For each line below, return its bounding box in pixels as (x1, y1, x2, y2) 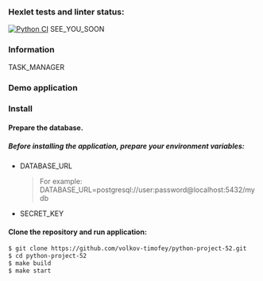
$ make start (8, 267, 52, 275)
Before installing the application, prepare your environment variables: (8, 141, 245, 151)
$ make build (8, 259, 52, 268)
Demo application (8, 82, 78, 93)
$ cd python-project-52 (8, 252, 87, 260)
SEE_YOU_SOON (50, 25, 105, 34)
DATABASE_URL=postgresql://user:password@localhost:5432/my (39, 185, 256, 194)
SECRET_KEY (19, 209, 64, 218)
